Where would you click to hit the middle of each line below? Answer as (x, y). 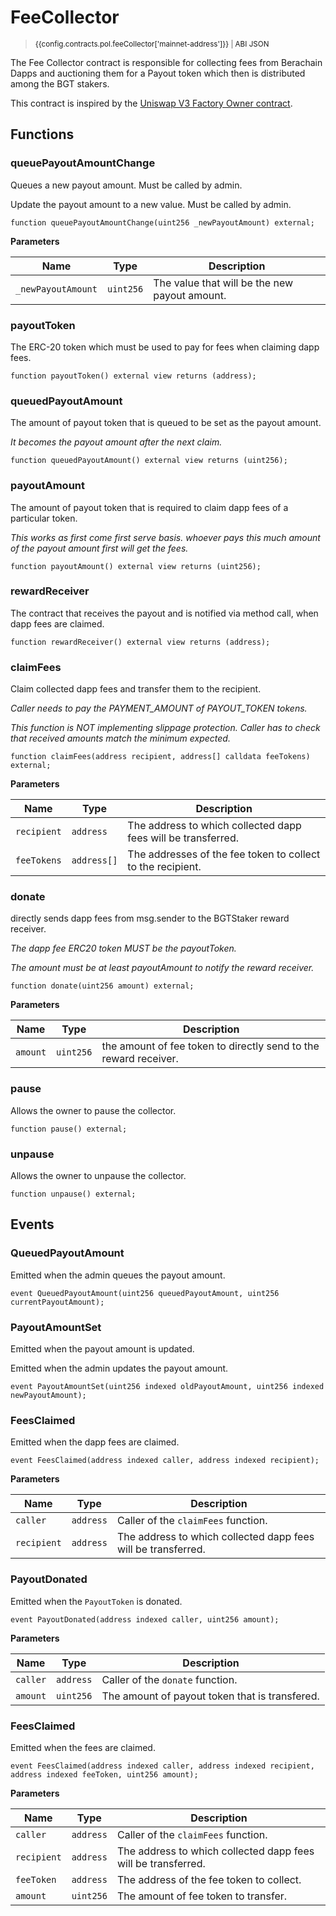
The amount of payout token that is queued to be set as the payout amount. (166, 423)
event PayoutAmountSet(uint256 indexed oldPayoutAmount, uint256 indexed (167, 1386)
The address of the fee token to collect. (209, 1879)
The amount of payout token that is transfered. (210, 1696)
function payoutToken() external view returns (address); (133, 376)
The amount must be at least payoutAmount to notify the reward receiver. (162, 968)
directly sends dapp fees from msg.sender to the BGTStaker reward (150, 918)
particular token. (44, 518)
